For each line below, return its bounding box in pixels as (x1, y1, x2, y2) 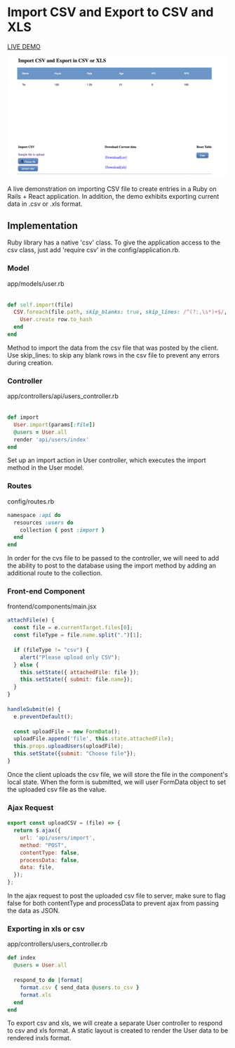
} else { (13, 661, 39, 668)
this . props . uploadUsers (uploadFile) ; (13, 742, 124, 750)
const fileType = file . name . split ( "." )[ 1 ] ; (13, 631, 142, 639)
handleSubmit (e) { (7, 705, 61, 713)
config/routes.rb (7, 497, 55, 506)
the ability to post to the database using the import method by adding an (7, 561, 216, 570)
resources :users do (13, 519, 74, 526)
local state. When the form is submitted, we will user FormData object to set (7, 778, 227, 786)
